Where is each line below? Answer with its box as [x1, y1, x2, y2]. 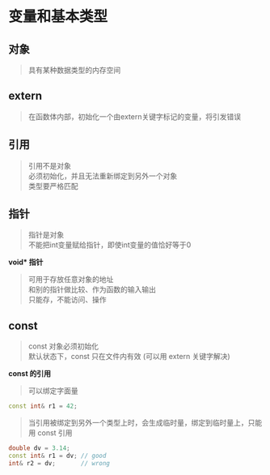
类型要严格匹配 [27, 181, 78, 190]
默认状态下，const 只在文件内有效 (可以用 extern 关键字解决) [27, 352, 230, 362]
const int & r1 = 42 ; [8, 402, 78, 410]
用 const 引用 [27, 428, 73, 438]
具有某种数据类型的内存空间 [27, 66, 121, 75]
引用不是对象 [27, 160, 71, 170]
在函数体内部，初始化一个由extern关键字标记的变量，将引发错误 [27, 111, 241, 122]
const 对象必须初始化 [27, 341, 99, 351]
